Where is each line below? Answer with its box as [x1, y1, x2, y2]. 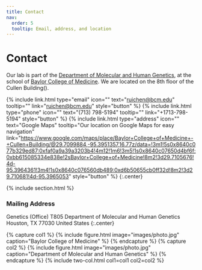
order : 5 [11, 20, 34, 26]
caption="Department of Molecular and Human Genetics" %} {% [6, 251, 167, 258]
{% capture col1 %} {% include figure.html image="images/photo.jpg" [6, 231, 179, 239]
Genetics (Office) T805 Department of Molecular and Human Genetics [6, 213, 180, 221]
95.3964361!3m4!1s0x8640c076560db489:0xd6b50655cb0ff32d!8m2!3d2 [6, 166, 194, 174]
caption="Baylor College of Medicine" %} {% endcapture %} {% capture [6, 237, 186, 245]
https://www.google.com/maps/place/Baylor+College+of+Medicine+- [20, 134, 194, 142]
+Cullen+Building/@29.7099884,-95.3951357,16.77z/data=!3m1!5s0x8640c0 [6, 141, 196, 148]
